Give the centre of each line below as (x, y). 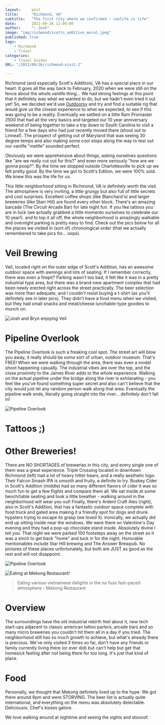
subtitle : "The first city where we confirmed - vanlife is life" (77, 19)
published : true (22, 38)
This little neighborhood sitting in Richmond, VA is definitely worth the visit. (81, 186)
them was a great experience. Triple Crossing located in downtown (73, 470)
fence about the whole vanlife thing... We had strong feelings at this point (79, 94)
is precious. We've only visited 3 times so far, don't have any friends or (77, 643)
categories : (17, 56)
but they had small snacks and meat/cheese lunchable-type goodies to (77, 304)
